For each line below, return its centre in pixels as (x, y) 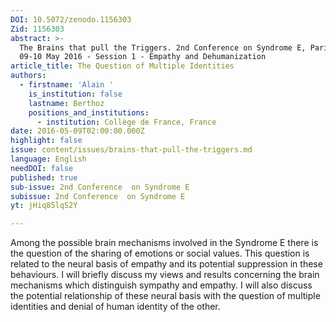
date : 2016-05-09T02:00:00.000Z (77, 131)
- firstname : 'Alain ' (66, 85)
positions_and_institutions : (89, 112)
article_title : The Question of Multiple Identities (122, 66)
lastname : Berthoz (66, 103)
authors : (28, 76)
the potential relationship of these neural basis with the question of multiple (165, 296)
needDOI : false (42, 168)
